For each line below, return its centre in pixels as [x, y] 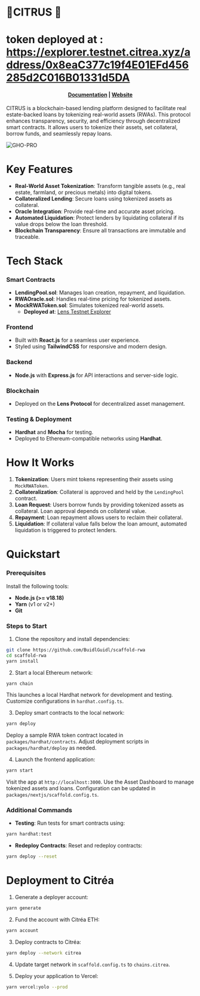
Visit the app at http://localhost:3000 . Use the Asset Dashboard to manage [100, 782]
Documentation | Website [100, 95]
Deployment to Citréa [60, 881]
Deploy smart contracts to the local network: [70, 713]
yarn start [20, 771]
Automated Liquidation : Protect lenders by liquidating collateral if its [99, 217]
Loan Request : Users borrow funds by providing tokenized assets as [99, 505]
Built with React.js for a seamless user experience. [77, 340]
